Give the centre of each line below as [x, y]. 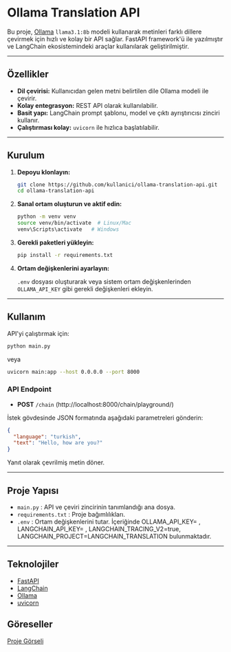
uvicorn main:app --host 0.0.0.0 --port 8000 [73, 372]
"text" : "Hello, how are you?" [58, 443]
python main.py [29, 346]
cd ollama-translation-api [56, 191]
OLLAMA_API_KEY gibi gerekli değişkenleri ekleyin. [85, 289]
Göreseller [30, 624]
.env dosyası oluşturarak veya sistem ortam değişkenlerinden [104, 281]
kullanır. [28, 120]
